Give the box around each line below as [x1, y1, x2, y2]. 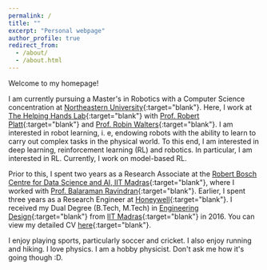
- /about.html [15, 57, 62, 65]
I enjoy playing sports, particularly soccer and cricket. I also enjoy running [8, 236, 252, 245]
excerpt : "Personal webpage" [8, 26, 106, 34]
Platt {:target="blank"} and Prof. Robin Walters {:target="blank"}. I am [8, 119, 233, 129]
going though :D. [8, 252, 64, 262]
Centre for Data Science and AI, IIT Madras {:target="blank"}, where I [8, 177, 234, 187]
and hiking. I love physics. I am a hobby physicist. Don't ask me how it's [8, 244, 245, 253]
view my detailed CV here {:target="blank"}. [8, 220, 152, 229]
